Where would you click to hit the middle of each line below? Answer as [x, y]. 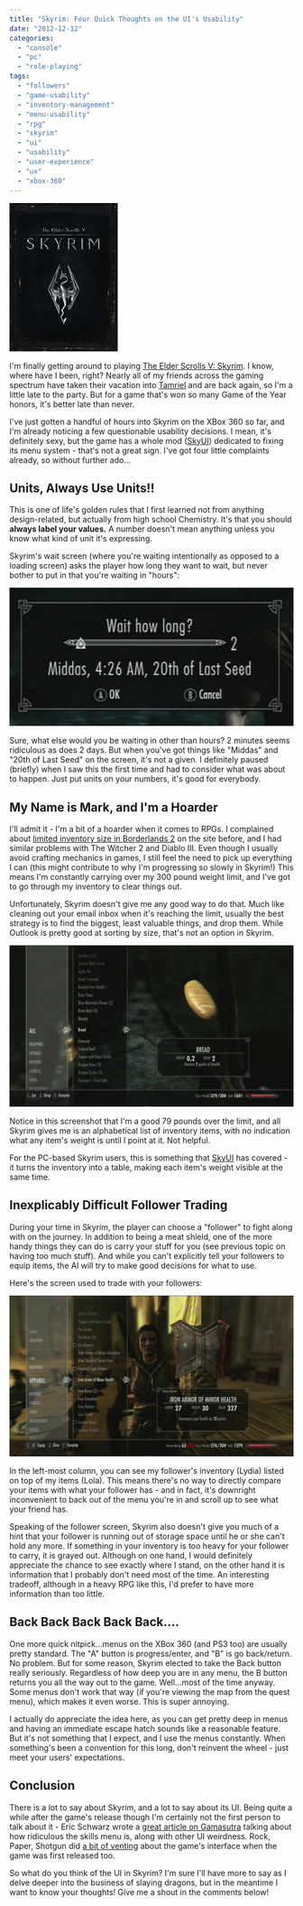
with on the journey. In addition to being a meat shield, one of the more [141, 1236]
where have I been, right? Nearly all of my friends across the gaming [137, 375]
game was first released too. [62, 1855]
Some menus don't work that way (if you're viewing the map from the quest [150, 1691]
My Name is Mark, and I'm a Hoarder [114, 807]
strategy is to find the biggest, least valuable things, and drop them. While [147, 923]
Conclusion [42, 1786]
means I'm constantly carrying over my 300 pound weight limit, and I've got [150, 877]
